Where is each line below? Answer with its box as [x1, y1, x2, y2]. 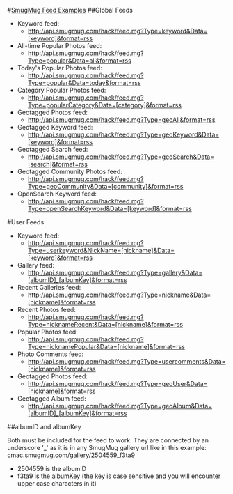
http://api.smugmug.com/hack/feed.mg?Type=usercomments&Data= [27, 357, 226, 365]
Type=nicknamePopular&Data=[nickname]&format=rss [27, 343, 186, 350]
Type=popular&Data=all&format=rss [27, 56, 132, 65]
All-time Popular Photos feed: [17, 42, 102, 49]
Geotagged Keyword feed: [17, 123, 93, 131]
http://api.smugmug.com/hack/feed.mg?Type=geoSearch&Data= [27, 153, 214, 161]
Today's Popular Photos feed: [17, 64, 102, 72]
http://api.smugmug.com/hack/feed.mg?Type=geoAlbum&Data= [27, 402, 213, 410]
